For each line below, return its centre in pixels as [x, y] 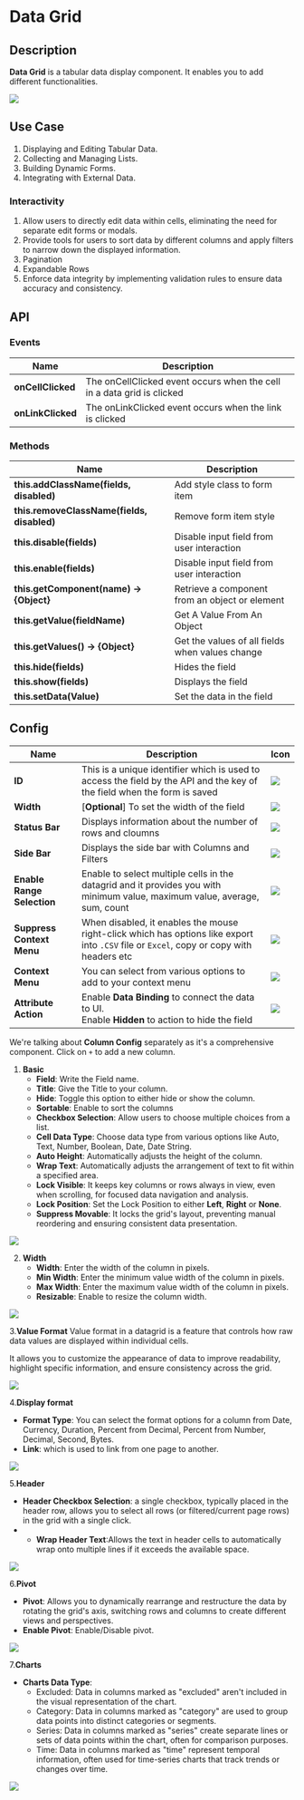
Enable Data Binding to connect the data [168, 997]
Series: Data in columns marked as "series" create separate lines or [162, 1730]
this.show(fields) [51, 682]
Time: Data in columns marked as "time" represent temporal [148, 1749]
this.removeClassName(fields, [81, 511]
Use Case [37, 127]
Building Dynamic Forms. [69, 168]
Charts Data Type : [57, 1682]
